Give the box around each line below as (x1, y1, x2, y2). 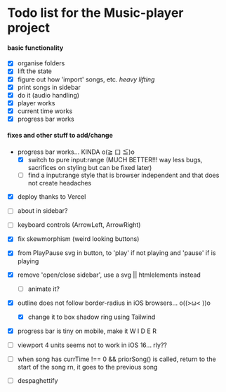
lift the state (17, 67, 53, 75)
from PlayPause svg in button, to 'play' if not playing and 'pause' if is (17, 249, 216, 257)
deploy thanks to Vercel (17, 192, 86, 201)
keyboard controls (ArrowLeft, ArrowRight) (17, 221, 141, 229)
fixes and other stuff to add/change (7, 131, 114, 140)
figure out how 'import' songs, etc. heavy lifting (17, 75, 155, 84)
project (7, 20, 51, 36)
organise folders (17, 59, 65, 67)
